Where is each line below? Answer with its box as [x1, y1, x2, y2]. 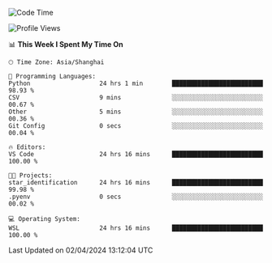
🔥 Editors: [8, 143, 46, 151]
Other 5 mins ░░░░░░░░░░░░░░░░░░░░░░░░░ [8, 108, 264, 116]
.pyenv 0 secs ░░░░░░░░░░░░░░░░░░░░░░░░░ [8, 193, 264, 201]
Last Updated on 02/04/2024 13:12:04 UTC [8, 245, 153, 255]
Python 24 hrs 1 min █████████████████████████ [8, 79, 264, 87]
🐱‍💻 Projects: [8, 172, 53, 180]
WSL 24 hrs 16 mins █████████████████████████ [8, 224, 264, 232]
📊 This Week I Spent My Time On [8, 40, 123, 49]
